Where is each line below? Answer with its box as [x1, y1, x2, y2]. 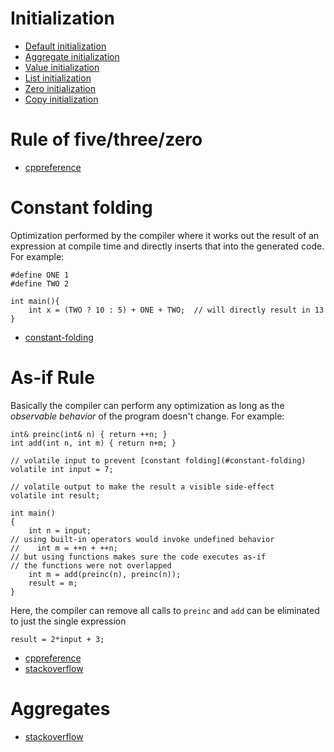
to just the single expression [10, 615, 127, 627]
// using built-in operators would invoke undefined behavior [10, 534, 275, 544]
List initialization [24, 72, 92, 84]
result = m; [28, 578, 78, 588]
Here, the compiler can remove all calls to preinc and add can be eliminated [10, 604, 320, 616]
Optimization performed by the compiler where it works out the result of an [10, 229, 320, 241]
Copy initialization [24, 93, 99, 105]
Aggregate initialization [24, 50, 120, 62]
